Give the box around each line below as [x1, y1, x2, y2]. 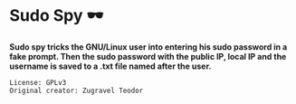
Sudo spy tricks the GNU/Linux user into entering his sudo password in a [9, 41, 288, 52]
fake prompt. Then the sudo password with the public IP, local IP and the [9, 51, 287, 61]
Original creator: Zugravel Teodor [9, 86, 144, 95]
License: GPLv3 [9, 78, 67, 87]
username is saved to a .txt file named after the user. [9, 61, 212, 71]
